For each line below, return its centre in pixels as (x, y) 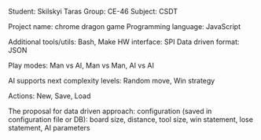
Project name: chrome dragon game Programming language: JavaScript (125, 26)
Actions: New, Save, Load (50, 96)
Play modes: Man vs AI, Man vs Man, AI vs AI (81, 65)
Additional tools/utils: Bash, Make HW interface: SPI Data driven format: (124, 42)
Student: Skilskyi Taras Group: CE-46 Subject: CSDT (93, 11)
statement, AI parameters (49, 128)
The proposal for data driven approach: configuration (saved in (110, 111)
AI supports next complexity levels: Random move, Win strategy (112, 81)
